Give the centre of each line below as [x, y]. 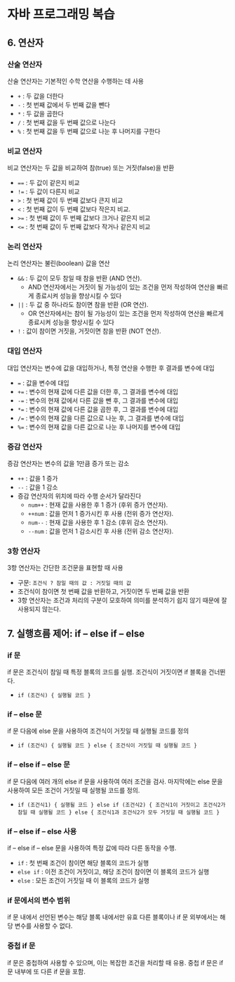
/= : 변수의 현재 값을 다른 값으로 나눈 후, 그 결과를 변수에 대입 [101, 418]
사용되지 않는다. [39, 609]
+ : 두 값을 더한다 [41, 96]
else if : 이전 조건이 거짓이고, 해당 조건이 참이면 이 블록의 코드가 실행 [113, 871]
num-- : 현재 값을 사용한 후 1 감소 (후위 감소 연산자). [98, 522]
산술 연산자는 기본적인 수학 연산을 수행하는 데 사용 [75, 81]
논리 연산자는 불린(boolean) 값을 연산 [59, 263]
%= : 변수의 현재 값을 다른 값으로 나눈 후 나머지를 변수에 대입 [99, 427]
